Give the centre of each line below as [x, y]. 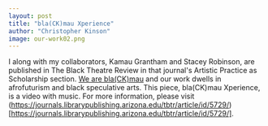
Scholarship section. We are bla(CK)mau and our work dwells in [115, 79]
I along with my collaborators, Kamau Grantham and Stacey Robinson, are [132, 62]
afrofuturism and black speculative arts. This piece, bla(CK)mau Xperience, [134, 88]
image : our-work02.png [47, 39]
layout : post [30, 16]
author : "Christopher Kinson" [60, 31]
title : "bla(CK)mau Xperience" [61, 24]
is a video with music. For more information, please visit [102, 96]
